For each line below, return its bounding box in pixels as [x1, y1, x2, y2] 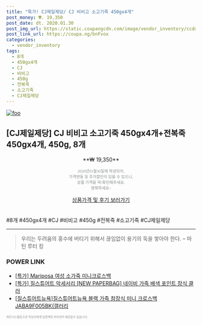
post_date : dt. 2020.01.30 [6, 20, 74, 26]
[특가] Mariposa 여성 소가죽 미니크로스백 [14, 272, 111, 279]
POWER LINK [6, 258, 45, 266]
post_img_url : [6, 25, 42, 32]
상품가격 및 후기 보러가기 [72, 196, 130, 203]
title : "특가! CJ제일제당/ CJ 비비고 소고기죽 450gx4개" [6, 8, 134, 15]
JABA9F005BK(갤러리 [14, 302, 69, 309]
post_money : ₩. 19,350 [6, 14, 63, 20]
